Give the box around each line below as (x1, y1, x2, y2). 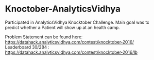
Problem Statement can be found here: (5, 34, 83, 40)
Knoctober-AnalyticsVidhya (5, 3, 120, 15)
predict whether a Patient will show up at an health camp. (5, 24, 120, 30)
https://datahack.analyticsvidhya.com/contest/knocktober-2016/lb (5, 49, 137, 55)
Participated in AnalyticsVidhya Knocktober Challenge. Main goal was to (5, 19, 150, 25)
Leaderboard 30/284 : (5, 44, 50, 50)
